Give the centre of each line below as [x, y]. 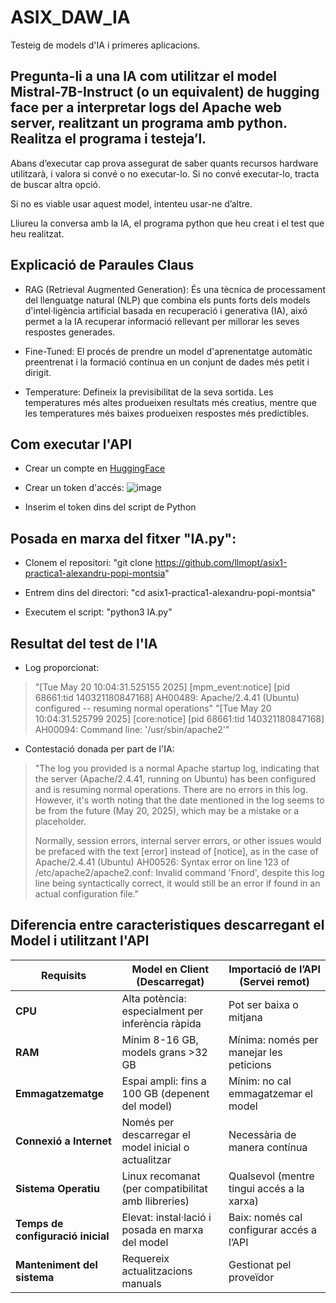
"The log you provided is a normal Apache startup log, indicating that [177, 768]
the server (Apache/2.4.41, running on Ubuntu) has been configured [175, 779]
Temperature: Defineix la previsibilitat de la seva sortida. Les [149, 392]
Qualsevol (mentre [271, 1176]
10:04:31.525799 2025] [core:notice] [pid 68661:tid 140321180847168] [179, 719]
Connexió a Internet [63, 1141]
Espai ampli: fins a [164, 1081]
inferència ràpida [161, 1023]
